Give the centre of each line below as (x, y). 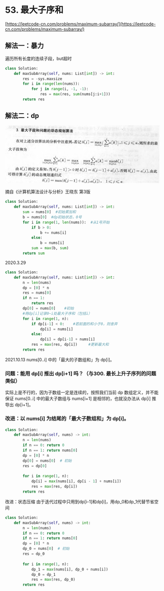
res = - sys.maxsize (43, 79)
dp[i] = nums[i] (57, 329)
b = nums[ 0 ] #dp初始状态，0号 (52, 217)
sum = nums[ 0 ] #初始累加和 (49, 212)
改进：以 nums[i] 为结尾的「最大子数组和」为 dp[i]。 (67, 419)
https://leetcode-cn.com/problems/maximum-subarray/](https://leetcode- (81, 24)
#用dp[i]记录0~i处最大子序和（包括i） (57, 313)
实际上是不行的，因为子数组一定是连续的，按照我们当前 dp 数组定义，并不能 (82, 393)
